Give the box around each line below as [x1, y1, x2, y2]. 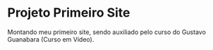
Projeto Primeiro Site [7, 5, 130, 21]
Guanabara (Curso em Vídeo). [7, 35, 95, 43]
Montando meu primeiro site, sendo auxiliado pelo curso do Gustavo [7, 28, 207, 36]
